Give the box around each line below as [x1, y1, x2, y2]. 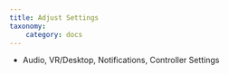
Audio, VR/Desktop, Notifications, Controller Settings [22, 55, 220, 66]
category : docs [25, 30, 83, 39]
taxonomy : [9, 22, 47, 31]
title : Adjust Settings [9, 13, 100, 23]
